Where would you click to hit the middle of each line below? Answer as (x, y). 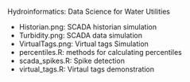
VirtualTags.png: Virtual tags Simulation (83, 44)
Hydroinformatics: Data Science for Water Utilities (89, 12)
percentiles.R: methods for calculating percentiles (100, 52)
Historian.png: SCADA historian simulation (87, 27)
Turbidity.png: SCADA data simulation (80, 35)
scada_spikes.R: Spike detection (72, 61)
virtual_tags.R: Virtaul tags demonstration (87, 69)
